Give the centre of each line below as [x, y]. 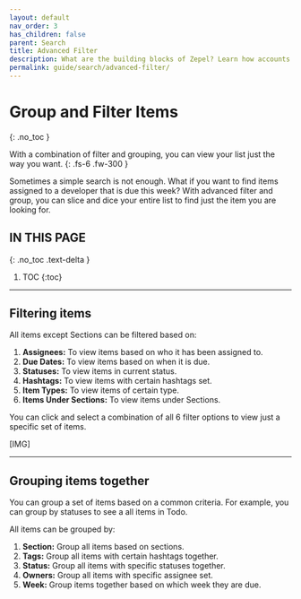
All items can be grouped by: [62, 529]
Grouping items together [79, 481]
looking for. [30, 209]
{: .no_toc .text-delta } [50, 259]
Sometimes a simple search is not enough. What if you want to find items [144, 181]
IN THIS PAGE [48, 238]
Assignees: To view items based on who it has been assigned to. [142, 352]
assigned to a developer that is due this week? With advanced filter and [141, 190]
